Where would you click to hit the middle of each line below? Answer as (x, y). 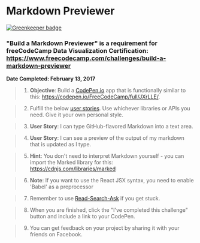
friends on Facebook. (56, 235)
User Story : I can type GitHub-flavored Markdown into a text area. (111, 127)
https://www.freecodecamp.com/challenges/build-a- (86, 58)
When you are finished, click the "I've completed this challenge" (109, 210)
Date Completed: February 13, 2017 (51, 79)
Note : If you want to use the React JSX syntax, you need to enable (112, 181)
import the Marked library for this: (72, 163)
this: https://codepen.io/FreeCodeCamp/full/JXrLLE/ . (95, 97)
